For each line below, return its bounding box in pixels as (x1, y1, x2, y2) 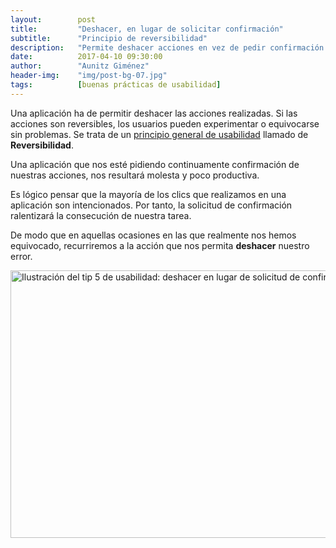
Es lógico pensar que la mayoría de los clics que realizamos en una (10, 188, 287, 200)
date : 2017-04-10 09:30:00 (10, 52, 163, 62)
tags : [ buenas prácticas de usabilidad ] (10, 80, 222, 90)
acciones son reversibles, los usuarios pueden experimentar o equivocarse (10, 117, 320, 130)
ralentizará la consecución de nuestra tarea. (10, 209, 192, 221)
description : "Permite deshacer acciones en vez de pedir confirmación (10, 42, 325, 53)
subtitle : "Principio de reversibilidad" (10, 33, 208, 43)
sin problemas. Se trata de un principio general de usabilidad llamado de (10, 128, 309, 140)
